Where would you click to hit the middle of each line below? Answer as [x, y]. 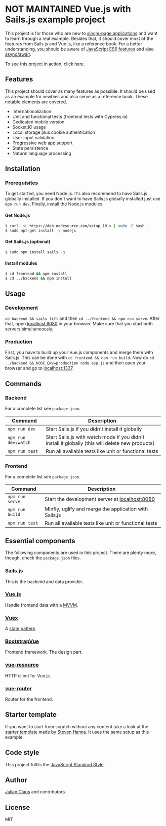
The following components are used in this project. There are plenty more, [81, 553]
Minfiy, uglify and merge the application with [96, 509]
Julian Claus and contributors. [36, 792]
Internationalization [32, 111]
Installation [23, 169]
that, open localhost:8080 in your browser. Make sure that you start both [79, 324]
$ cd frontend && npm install [36, 274]
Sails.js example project [55, 20]
